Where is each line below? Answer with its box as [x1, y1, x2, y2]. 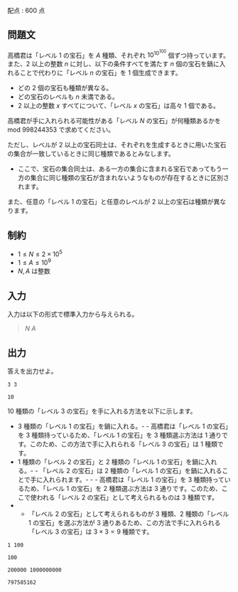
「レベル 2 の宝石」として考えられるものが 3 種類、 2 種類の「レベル [28, 509, 229, 518]
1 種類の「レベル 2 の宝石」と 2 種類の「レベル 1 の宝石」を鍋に [17, 458, 205, 466]
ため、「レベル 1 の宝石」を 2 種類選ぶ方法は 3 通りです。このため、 [23, 485, 222, 493]
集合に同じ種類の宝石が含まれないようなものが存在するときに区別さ [30, 174, 229, 182]
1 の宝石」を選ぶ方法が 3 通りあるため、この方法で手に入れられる [28, 519, 221, 527]
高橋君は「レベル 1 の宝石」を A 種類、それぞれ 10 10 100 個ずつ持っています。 [7, 48, 229, 59]
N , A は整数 [17, 267, 51, 275]
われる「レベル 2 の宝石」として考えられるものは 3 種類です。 [36, 493, 219, 502]
